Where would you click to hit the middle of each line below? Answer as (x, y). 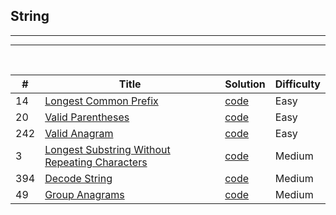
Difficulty (297, 84)
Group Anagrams (84, 194)
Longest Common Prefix (101, 101)
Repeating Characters (96, 162)
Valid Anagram (79, 133)
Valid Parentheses (87, 117)
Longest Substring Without (107, 149)
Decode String (78, 178)
